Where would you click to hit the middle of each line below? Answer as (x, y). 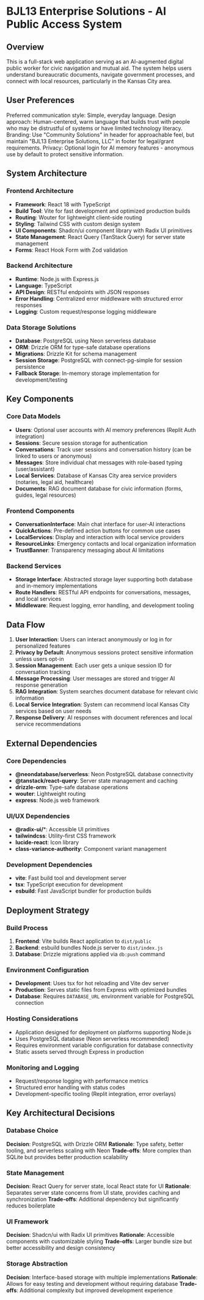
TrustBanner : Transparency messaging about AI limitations (90, 550)
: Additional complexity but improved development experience (94, 1290)
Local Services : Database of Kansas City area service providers (96, 475)
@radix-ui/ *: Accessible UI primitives (62, 830)
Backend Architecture (40, 266)
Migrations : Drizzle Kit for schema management (76, 354)
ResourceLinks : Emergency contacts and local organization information (106, 544)
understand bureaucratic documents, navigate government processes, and (101, 74)
